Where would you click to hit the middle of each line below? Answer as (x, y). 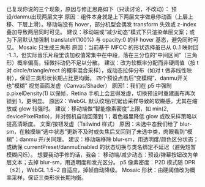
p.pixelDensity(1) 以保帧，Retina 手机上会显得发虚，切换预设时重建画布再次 (101, 93)
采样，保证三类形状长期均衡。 (49, 177)
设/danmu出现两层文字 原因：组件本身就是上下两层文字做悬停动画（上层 (97, 17)
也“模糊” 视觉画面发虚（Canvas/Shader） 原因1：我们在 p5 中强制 (89, 86)
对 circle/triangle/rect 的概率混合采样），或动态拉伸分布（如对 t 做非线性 (96, 70)
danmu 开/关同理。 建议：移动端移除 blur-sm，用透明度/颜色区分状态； (109, 139)
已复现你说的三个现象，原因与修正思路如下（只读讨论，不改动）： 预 (91, 9)
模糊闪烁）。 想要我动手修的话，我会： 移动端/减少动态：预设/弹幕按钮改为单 (102, 155)
